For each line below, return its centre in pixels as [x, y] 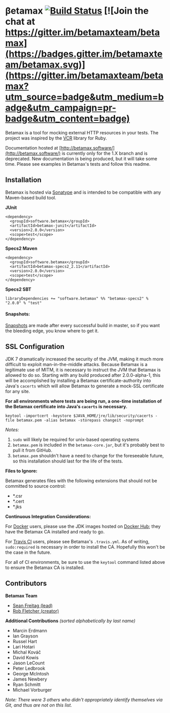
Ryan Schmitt [26, 684]
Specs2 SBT [18, 289]
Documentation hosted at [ [33, 148]
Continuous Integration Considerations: [48, 516]
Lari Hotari [24, 647]
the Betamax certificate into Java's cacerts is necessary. [66, 406]
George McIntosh [31, 673]
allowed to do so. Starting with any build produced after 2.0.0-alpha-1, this [83, 375]
